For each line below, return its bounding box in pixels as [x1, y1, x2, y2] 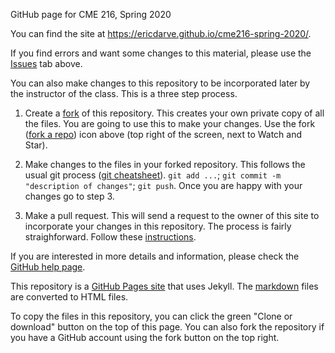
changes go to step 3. [24, 190, 115, 202]
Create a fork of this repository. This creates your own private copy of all [24, 107, 325, 119]
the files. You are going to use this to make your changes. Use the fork [24, 118, 316, 129]
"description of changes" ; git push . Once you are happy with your [24, 180, 303, 191]
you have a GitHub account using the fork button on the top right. [10, 332, 280, 343]
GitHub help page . [10, 261, 86, 273]
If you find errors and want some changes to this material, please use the [10, 47, 312, 59]
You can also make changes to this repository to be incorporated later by [10, 77, 311, 89]
